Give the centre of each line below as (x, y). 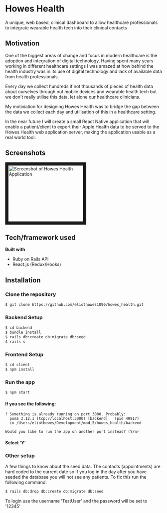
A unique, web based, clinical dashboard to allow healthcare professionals (82, 22)
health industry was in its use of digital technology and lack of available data (83, 71)
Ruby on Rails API (30, 259)
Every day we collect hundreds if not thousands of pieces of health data (79, 86)
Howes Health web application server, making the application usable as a (80, 132)
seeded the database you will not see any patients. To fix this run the (76, 477)
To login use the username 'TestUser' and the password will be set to (76, 501)
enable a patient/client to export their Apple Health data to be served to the (82, 127)
